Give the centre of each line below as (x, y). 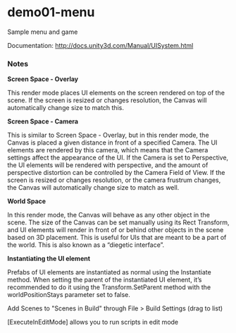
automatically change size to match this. (66, 108)
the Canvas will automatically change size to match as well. (93, 188)
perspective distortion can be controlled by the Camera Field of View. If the (116, 173)
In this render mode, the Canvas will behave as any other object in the (108, 215)
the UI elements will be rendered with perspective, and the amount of (108, 165)
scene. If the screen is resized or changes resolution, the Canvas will (107, 100)
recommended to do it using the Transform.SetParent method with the (109, 287)
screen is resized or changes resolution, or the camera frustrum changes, (114, 180)
